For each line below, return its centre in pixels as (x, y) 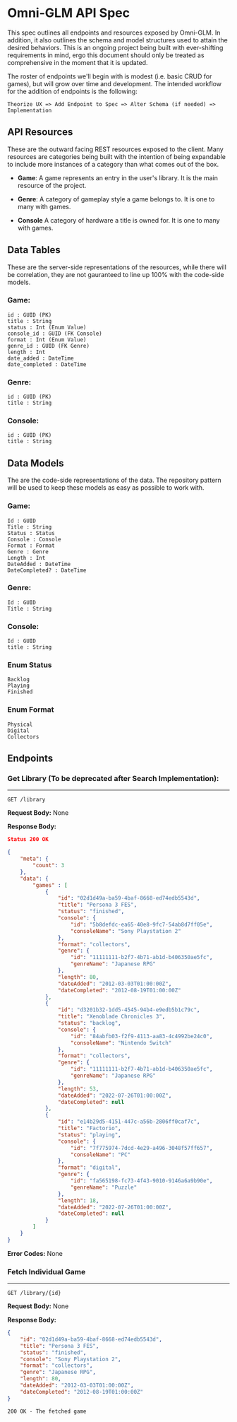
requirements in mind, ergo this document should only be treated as (106, 55)
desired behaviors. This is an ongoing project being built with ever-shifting (115, 47)
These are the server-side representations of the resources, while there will (117, 267)
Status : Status (31, 533)
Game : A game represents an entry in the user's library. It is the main (118, 177)
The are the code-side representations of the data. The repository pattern (115, 480)
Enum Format (31, 710)
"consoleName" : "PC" (101, 1154)
